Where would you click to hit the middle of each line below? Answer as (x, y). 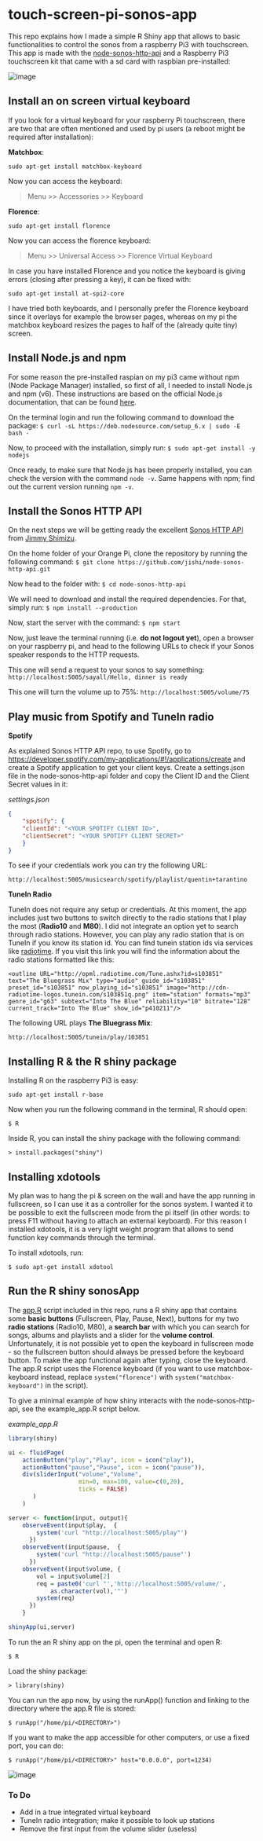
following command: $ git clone (62, 562)
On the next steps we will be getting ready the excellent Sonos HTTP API (126, 530)
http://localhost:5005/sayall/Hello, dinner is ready (98, 677)
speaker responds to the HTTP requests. (74, 655)
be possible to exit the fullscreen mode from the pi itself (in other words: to (129, 1212)
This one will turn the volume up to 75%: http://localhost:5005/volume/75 (129, 692)
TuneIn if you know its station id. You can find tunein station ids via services (131, 943)
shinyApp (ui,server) (42, 1627)
